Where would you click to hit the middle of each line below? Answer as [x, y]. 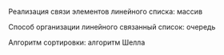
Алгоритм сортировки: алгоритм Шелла [77, 42]
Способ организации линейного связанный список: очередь [112, 27]
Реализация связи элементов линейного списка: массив [105, 12]
